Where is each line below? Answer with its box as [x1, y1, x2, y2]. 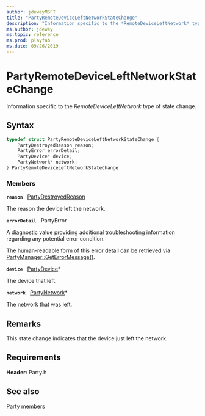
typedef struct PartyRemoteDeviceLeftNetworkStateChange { [6, 136, 160, 142]
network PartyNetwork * [6, 289, 68, 296]
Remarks [6, 318, 41, 329]
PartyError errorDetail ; [17, 148, 81, 154]
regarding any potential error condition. [6, 235, 105, 243]
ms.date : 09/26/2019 [6, 43, 59, 49]
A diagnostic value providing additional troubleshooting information [6, 228, 176, 236]
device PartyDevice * [6, 265, 61, 272]
